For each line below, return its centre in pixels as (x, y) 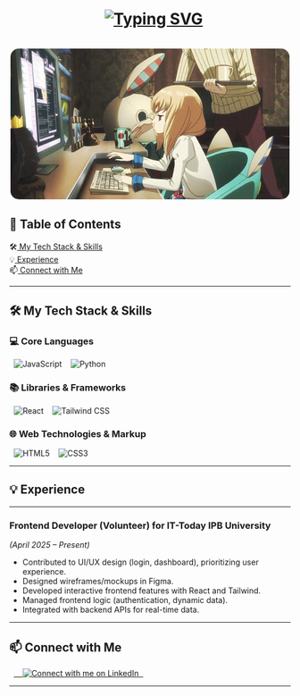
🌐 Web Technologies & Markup (78, 433)
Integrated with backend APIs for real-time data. (111, 610)
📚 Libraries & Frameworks (68, 388)
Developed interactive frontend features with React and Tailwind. (142, 591)
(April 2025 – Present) (50, 545)
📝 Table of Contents (65, 225)
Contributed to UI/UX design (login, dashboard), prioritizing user (140, 562)
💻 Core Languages (51, 341)
